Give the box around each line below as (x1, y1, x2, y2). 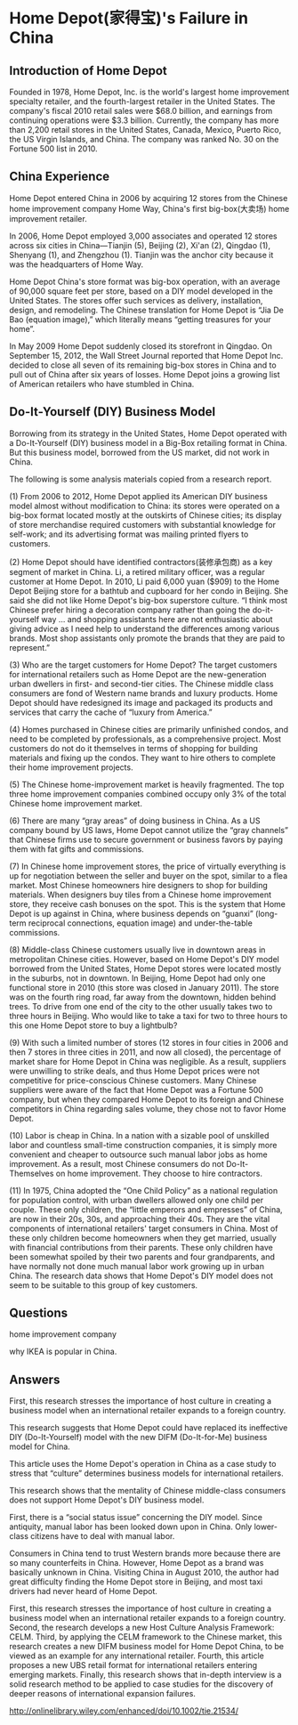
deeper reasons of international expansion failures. (9, 1689, 196, 1699)
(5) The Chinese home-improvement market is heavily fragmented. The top (9, 779, 285, 790)
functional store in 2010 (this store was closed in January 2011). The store (9, 982, 279, 992)
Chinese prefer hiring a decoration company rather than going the (9, 604, 251, 615)
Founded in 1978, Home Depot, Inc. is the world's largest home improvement (9, 86, 290, 97)
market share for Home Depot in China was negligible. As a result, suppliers (9, 1056, 286, 1066)
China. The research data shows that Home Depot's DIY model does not (9, 1270, 274, 1281)
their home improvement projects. (9, 762, 133, 773)
